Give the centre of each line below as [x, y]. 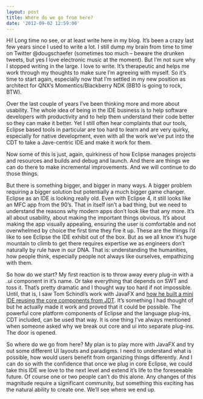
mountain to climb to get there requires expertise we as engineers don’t [95, 244]
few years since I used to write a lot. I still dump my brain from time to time [99, 47]
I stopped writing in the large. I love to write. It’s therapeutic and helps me [98, 66]
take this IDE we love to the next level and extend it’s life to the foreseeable [100, 370]
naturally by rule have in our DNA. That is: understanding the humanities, [97, 250]
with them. [19, 263]
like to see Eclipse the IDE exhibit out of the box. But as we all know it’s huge [101, 237]
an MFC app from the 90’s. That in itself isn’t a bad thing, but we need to [97, 205]
